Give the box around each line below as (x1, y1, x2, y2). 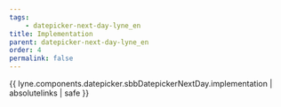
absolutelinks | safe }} (9, 88, 90, 98)
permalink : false (9, 54, 74, 63)
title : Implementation (9, 29, 93, 38)
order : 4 (9, 46, 42, 55)
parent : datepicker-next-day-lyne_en (9, 37, 149, 47)
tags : (9, 12, 29, 22)
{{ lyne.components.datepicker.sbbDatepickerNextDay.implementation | (9, 79, 273, 88)
